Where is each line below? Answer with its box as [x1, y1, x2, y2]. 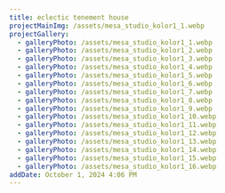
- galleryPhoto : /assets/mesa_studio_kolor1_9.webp [17, 104, 213, 113]
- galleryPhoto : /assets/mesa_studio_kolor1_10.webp [17, 112, 217, 121]
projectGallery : [9, 29, 69, 38]
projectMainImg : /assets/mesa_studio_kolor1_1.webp [9, 21, 205, 30]
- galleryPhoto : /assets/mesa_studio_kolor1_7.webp [17, 87, 213, 96]
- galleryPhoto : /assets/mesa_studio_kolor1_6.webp [17, 79, 213, 88]
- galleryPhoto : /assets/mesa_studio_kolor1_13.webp [17, 137, 217, 146]
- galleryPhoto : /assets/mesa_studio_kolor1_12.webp [17, 129, 217, 138]
